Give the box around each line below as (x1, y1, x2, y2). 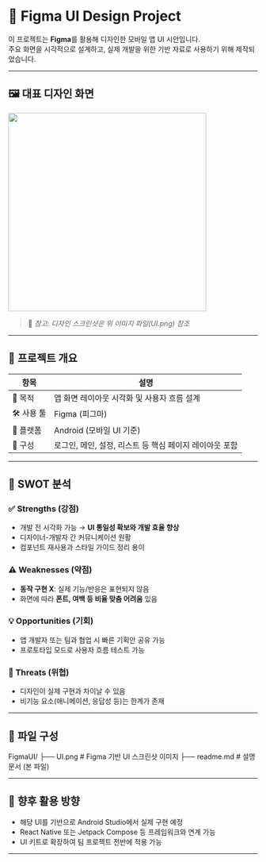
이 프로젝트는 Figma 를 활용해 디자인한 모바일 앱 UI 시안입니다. (8, 34, 200, 44)
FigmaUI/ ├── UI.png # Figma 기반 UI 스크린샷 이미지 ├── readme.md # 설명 (8, 752, 256, 761)
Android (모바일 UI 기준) (54, 425, 141, 436)
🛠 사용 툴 (12, 407, 47, 418)
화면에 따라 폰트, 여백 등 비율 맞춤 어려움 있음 (19, 594, 158, 603)
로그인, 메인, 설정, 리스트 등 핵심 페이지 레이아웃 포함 (54, 440, 238, 451)
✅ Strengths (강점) (8, 503, 79, 514)
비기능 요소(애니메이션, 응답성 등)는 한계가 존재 (19, 696, 165, 706)
